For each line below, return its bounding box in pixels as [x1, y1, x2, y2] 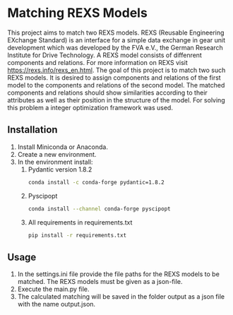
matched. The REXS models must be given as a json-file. [17, 278, 183, 286]
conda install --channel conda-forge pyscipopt [28, 205, 171, 213]
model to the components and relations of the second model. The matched [7, 81, 225, 89]
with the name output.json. [17, 300, 96, 309]
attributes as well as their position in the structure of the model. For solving [7, 95, 225, 104]
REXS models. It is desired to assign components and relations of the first [7, 73, 221, 82]
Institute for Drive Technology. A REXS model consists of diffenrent [7, 51, 203, 59]
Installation [7, 124, 58, 136]
